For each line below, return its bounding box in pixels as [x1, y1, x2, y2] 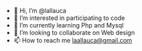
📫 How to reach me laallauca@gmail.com [13, 37, 132, 44]
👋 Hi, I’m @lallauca [13, 7, 67, 14]
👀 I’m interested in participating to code [13, 14, 126, 22]
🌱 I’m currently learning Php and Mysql [13, 21, 124, 29]
